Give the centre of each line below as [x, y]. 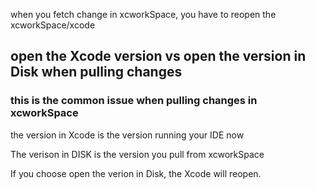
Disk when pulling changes [96, 72]
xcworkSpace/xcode [53, 25]
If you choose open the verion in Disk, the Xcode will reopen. [136, 173]
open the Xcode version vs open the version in [158, 56]
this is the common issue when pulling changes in [134, 101]
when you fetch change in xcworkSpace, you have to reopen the [143, 14]
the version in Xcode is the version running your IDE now [127, 135]
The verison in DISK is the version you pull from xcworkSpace [137, 154]
